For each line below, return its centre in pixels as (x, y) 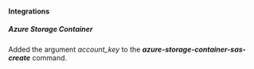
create (19, 57)
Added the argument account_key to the (74, 49)
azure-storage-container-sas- (194, 49)
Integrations (29, 11)
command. (49, 57)
